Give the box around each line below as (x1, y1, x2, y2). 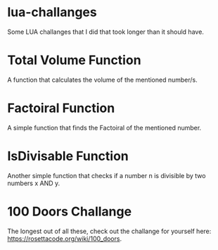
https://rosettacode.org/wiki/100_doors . (7, 234, 122, 243)
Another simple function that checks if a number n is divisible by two (7, 171, 206, 180)
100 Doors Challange (7, 204, 132, 219)
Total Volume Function (7, 52, 142, 68)
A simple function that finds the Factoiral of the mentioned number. (7, 123, 202, 132)
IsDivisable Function (7, 149, 129, 164)
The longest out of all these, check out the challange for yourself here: (7, 227, 212, 235)
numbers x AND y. (7, 179, 60, 187)
